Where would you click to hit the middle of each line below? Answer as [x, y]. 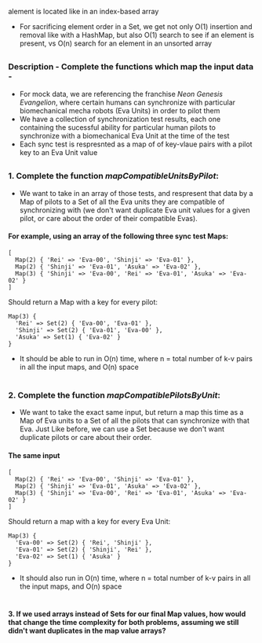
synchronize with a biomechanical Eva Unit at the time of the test [124, 135]
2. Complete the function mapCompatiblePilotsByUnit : [115, 395]
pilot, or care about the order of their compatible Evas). [108, 218]
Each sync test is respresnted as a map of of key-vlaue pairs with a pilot [136, 144]
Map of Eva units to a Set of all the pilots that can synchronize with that [134, 421]
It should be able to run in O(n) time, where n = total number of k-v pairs [136, 358]
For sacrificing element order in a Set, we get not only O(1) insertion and [136, 26]
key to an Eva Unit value [58, 152]
